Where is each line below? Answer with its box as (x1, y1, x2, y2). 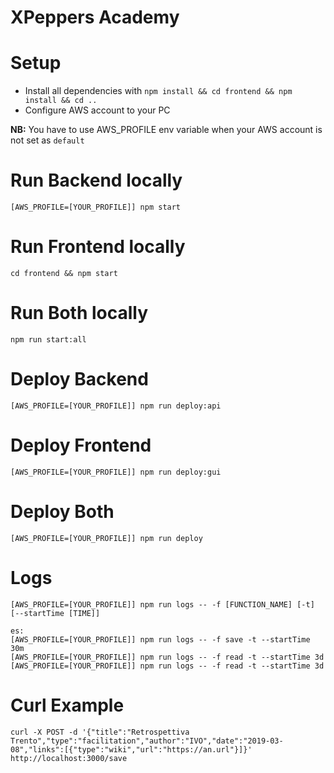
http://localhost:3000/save (10, 753, 128, 763)
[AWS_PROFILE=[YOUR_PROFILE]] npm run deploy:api (10, 401, 222, 411)
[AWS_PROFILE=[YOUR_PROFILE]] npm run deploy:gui (10, 467, 222, 477)
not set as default (10, 134, 85, 146)
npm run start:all (10, 334, 87, 345)
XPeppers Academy (10, 6, 180, 29)
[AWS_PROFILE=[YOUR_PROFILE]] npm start (10, 202, 182, 213)
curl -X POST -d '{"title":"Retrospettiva (10, 727, 190, 737)
